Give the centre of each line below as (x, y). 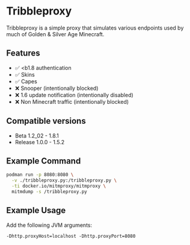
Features (23, 53)
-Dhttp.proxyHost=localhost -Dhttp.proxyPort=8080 (71, 236)
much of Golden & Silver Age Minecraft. (55, 34)
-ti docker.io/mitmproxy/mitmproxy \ (59, 186)
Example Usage (36, 210)
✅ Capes (26, 81)
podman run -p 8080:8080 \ (40, 175)
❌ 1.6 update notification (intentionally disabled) (74, 95)
